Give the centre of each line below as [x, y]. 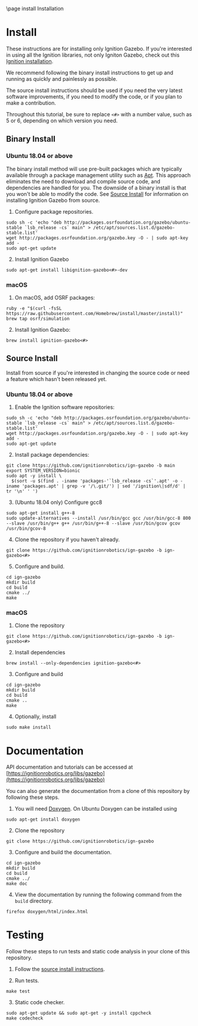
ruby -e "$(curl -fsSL [34, 308]
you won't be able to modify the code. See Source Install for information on [97, 194]
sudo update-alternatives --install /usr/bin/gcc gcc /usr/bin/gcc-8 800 [99, 519]
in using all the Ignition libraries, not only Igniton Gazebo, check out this [93, 55]
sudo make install [29, 727]
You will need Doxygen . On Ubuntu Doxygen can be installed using [96, 809]
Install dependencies [40, 653]
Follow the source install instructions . [60, 969]
